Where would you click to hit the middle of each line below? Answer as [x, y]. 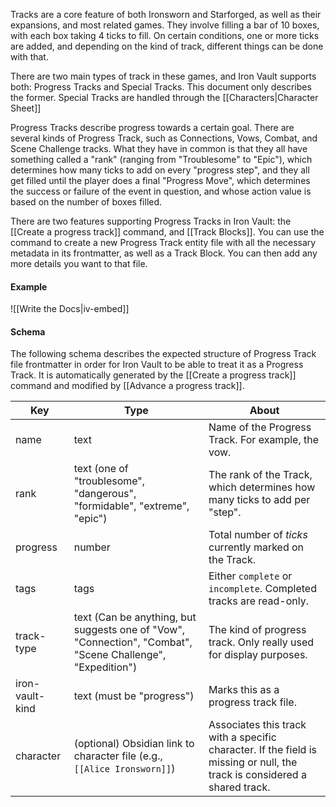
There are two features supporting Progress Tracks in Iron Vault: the [151, 221]
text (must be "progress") [134, 696]
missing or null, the [253, 762]
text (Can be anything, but [135, 617]
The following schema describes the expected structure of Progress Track [163, 354]
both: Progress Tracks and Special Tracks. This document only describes [161, 87]
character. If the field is [263, 750]
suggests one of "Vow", [129, 630]
